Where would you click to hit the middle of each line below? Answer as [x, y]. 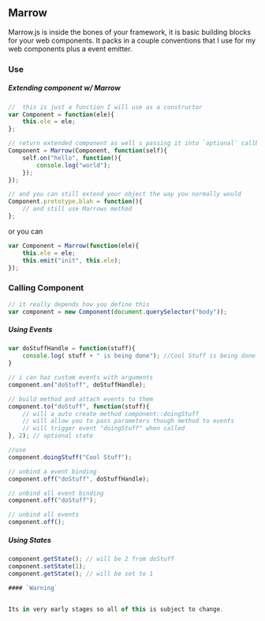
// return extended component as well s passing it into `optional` [123, 144]
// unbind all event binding [56, 493]
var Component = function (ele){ [61, 114]
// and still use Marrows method [77, 209]
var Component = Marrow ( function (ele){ [74, 245]
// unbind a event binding [52, 471]
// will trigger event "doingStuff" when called [104, 428]
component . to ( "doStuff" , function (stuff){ [79, 406]
